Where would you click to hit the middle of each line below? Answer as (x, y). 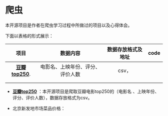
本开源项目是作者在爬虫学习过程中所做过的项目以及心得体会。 (69, 25)
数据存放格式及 (125, 49)
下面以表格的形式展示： (29, 36)
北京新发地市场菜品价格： (39, 108)
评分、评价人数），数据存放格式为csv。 (52, 97)
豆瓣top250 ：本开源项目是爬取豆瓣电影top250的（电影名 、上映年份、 (86, 91)
